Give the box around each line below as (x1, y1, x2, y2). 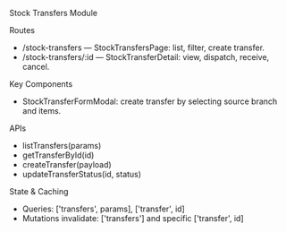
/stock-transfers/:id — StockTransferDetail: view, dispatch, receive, (21, 52, 270, 62)
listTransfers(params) (21, 141, 102, 150)
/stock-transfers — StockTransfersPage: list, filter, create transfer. (21, 42, 265, 53)
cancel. (21, 62, 50, 72)
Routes (9, 25, 36, 35)
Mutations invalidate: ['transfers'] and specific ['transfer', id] (21, 213, 244, 223)
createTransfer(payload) (21, 159, 112, 169)
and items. (21, 106, 62, 116)
